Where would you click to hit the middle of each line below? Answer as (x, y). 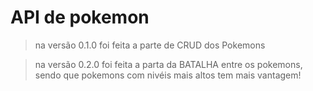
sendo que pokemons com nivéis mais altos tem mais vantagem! (168, 75)
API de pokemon (80, 17)
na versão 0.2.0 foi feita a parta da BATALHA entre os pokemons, (168, 64)
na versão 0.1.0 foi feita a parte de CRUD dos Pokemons (150, 45)
